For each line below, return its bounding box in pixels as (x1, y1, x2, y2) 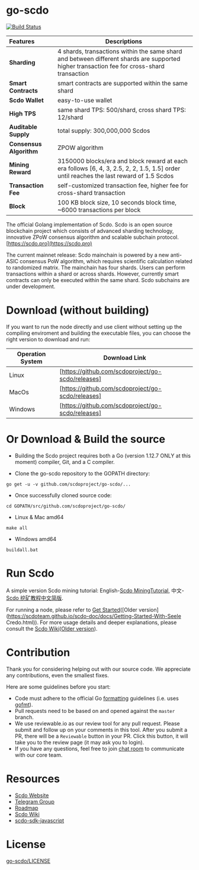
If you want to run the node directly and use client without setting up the (6, 323, 182, 330)
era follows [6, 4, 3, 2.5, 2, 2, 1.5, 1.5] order (57, 164, 181, 172)
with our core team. (14, 751, 63, 759)
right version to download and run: (6, 335, 91, 343)
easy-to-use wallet (57, 96, 113, 104)
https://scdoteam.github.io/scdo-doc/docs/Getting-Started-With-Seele (8, 612, 182, 619)
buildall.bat (6, 546, 38, 553)
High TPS (9, 109, 37, 117)
